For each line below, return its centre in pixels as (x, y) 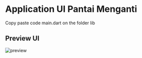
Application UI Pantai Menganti (71, 9)
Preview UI (22, 38)
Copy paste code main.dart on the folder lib (50, 23)
